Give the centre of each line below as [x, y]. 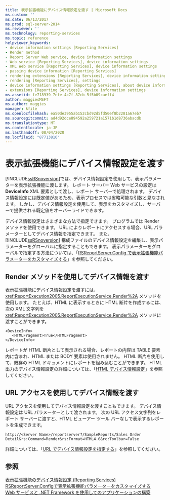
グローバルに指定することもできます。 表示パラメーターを [92, 247]
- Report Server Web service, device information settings [69, 57]
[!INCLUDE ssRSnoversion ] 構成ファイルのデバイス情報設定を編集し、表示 [82, 240]
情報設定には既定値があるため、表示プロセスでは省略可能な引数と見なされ [87, 198]
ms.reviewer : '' [22, 29]
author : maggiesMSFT [27, 99]
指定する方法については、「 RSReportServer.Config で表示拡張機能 [91, 253]
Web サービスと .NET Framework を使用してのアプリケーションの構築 [78, 492]
